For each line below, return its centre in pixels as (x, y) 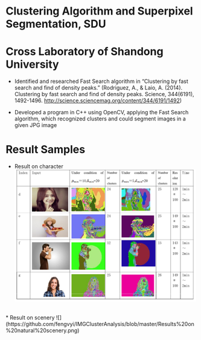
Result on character (39, 166)
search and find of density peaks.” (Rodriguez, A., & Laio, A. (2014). (98, 88)
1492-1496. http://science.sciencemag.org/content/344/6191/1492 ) (98, 100)
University (32, 64)
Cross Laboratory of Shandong (85, 52)
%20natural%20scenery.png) (43, 330)
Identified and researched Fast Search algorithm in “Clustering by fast (101, 81)
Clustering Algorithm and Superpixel (100, 11)
